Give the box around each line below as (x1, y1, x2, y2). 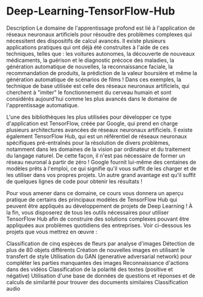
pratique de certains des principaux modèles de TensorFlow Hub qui (6, 196, 178, 203)
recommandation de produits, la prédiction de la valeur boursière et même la (6, 69, 198, 76)
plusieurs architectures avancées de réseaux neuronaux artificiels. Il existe (6, 126, 193, 133)
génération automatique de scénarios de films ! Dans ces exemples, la (6, 76, 182, 83)
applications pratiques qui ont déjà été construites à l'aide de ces (6, 44, 169, 51)
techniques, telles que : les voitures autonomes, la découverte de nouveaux (6, 50, 195, 57)
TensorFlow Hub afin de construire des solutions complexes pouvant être (6, 215, 190, 222)
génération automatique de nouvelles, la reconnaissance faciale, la (6, 62, 173, 70)
